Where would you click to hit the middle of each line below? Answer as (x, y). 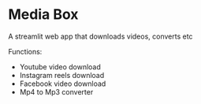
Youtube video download (60, 67)
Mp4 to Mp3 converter (56, 91)
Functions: (25, 51)
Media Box (43, 15)
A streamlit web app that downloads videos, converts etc (100, 36)
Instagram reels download (62, 75)
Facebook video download (63, 84)
